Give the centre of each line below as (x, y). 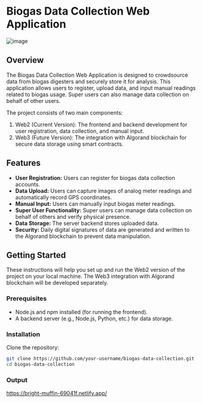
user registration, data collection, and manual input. (80, 131)
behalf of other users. (33, 101)
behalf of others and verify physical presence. (73, 216)
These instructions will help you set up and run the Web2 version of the (96, 270)
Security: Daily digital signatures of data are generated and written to (102, 229)
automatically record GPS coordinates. (63, 197)
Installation (23, 334)
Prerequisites (26, 299)
